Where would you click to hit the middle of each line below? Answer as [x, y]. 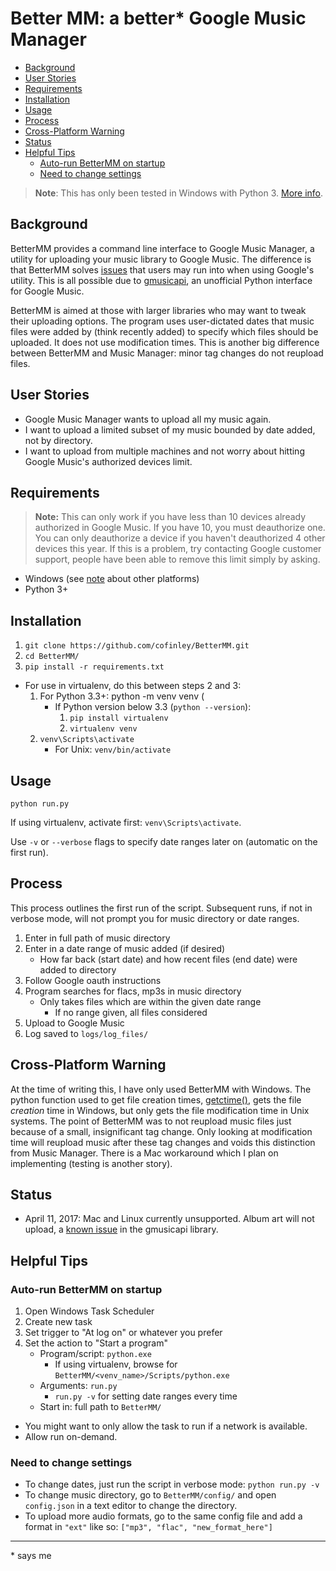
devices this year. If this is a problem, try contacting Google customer [178, 549]
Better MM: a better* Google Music [158, 18]
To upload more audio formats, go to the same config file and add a [163, 1516]
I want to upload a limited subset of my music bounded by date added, [170, 429]
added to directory [78, 969]
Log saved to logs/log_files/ [86, 1033]
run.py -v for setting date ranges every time [146, 1396]
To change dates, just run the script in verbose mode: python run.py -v [172, 1484]
